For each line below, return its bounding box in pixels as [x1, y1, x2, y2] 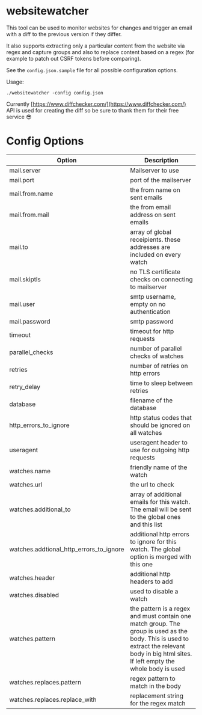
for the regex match [130, 699, 186, 707]
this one [130, 560, 153, 568]
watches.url [9, 480, 43, 488]
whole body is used [130, 664, 185, 673]
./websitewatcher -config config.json [6, 90, 103, 96]
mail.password [9, 317, 50, 325]
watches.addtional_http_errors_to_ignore [9, 545, 124, 553]
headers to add [130, 577, 173, 586]
